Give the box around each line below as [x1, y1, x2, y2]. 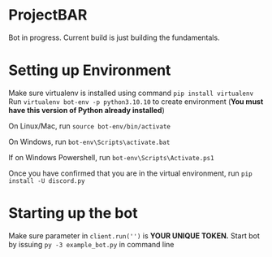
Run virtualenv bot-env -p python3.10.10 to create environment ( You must [8, 96, 264, 107]
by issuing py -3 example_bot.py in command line [8, 239, 175, 249]
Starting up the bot [8, 204, 138, 223]
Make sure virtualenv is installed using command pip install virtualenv [8, 88, 254, 98]
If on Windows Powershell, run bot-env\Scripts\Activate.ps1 [8, 152, 214, 162]
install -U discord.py [8, 176, 85, 185]
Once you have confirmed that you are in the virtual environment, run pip [8, 168, 253, 178]
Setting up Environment [8, 61, 171, 80]
